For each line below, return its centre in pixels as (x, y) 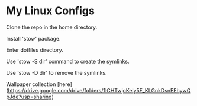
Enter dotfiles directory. (35, 50)
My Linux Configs (50, 11)
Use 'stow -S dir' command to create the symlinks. (68, 61)
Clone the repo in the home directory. (52, 27)
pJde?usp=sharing (29, 97)
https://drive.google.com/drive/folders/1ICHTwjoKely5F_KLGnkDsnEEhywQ (99, 90)
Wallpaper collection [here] (39, 84)
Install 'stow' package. (33, 38)
